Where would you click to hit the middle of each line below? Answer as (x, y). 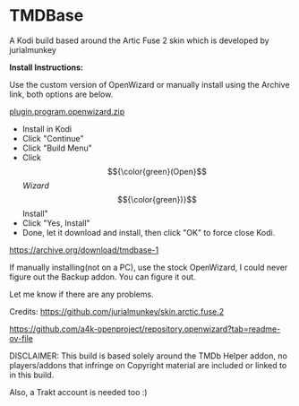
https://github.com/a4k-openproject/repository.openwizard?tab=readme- (145, 329)
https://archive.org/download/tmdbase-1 (84, 250)
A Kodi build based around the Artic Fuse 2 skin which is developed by (140, 40)
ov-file (21, 338)
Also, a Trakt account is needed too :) (78, 392)
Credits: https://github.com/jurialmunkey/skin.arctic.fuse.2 (117, 311)
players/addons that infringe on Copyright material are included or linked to (148, 365)
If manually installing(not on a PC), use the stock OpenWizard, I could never (149, 267)
